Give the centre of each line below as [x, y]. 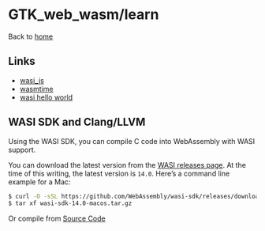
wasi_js [32, 80]
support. [22, 150]
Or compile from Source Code [57, 218]
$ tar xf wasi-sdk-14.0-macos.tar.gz [70, 203]
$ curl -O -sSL [33, 196]
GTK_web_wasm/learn [84, 15]
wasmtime [36, 89]
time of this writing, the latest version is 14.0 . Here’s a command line [119, 173]
